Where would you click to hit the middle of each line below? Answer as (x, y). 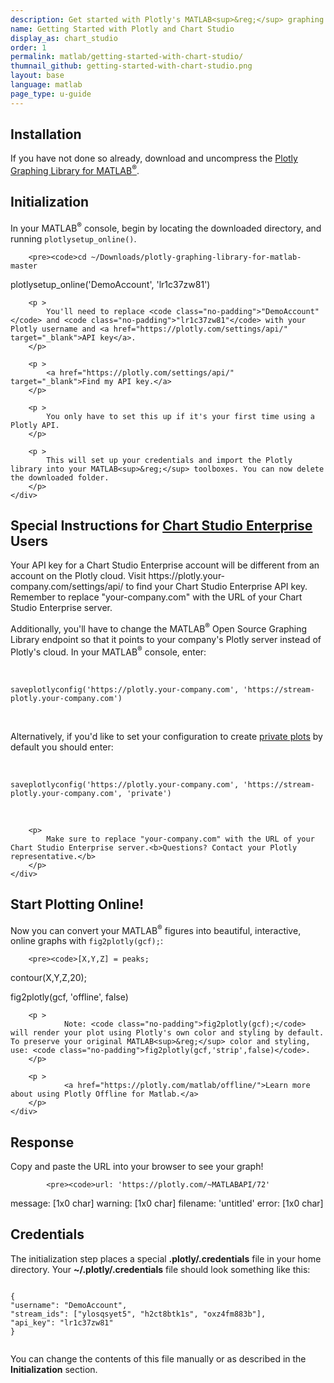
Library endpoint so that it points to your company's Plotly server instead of (166, 640)
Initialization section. (54, 1369)
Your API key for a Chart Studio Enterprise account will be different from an (165, 565)
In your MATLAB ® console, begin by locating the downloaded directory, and (166, 227)
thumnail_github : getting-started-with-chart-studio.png (131, 66)
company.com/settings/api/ (67, 587)
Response (42, 1142)
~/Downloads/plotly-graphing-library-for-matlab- (196, 257)
